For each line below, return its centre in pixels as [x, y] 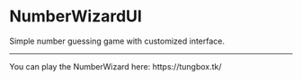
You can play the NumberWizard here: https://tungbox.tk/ [115, 66]
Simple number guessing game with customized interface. [117, 41]
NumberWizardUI [75, 16]
